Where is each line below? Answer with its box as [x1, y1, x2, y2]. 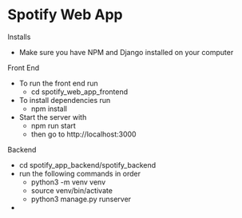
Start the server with [18, 112, 87, 121]
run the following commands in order [18, 168, 141, 178]
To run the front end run [18, 78, 98, 88]
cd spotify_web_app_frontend [30, 86, 129, 97]
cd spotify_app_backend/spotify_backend [18, 160, 157, 169]
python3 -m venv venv [30, 177, 106, 187]
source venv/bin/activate [30, 185, 113, 195]
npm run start [30, 121, 77, 130]
